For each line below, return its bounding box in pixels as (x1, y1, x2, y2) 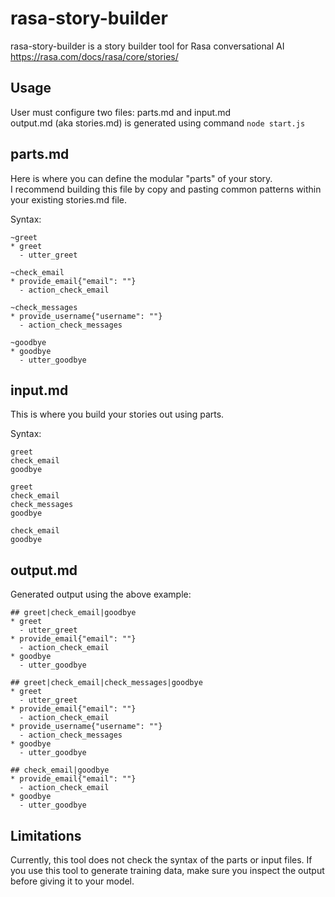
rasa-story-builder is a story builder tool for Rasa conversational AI (10, 40, 285, 52)
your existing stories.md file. (10, 193, 128, 206)
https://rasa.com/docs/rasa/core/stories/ (10, 50, 179, 62)
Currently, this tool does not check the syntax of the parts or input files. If (10, 854, 313, 866)
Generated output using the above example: (10, 588, 192, 601)
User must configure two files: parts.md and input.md (10, 106, 231, 118)
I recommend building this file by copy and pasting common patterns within (10, 183, 322, 195)
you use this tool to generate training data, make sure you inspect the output (10, 865, 325, 876)
